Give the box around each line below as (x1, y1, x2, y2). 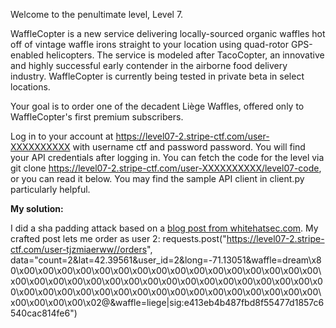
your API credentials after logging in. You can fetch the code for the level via (10, 152, 325, 163)
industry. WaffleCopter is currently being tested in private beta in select (10, 70, 305, 82)
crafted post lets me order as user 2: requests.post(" (10, 233, 227, 244)
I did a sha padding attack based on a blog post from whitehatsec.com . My (10, 222, 319, 234)
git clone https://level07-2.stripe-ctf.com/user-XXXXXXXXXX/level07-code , (10, 162, 322, 174)
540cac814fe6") (10, 307, 78, 319)
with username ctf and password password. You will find (72, 141, 306, 153)
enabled (10, 49, 44, 61)
